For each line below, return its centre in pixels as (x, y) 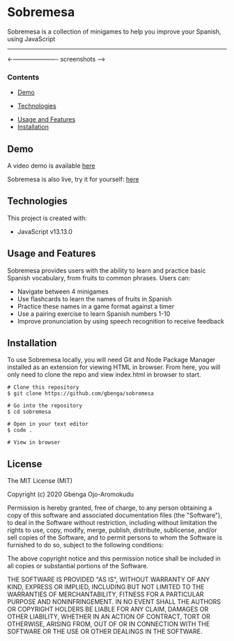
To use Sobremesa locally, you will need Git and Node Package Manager (111, 360)
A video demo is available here (51, 166)
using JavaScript (31, 38)
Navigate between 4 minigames (63, 291)
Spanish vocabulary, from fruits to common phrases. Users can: (99, 278)
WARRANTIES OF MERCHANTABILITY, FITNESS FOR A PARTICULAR (106, 594)
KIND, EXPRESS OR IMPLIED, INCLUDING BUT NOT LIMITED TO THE (106, 587)
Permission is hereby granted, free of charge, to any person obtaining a (110, 508)
